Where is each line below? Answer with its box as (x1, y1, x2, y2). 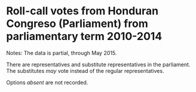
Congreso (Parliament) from (6, 17, 148, 30)
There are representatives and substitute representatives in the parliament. (6, 61, 191, 68)
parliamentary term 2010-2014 (6, 30, 163, 43)
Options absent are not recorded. (6, 79, 88, 86)
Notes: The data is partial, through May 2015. (6, 49, 117, 56)
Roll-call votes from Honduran (6, 4, 159, 18)
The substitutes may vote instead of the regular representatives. (6, 67, 164, 74)
